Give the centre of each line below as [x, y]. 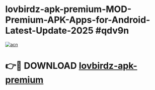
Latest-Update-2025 [50, 31]
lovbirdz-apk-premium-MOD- [68, 9]
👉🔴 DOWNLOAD [41, 66]
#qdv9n [112, 31]
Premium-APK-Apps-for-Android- [78, 20]
